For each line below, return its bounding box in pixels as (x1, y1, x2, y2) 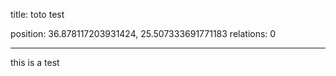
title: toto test (10, 9, 65, 20)
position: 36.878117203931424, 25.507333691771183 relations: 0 (10, 28, 277, 39)
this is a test (10, 57, 60, 68)
